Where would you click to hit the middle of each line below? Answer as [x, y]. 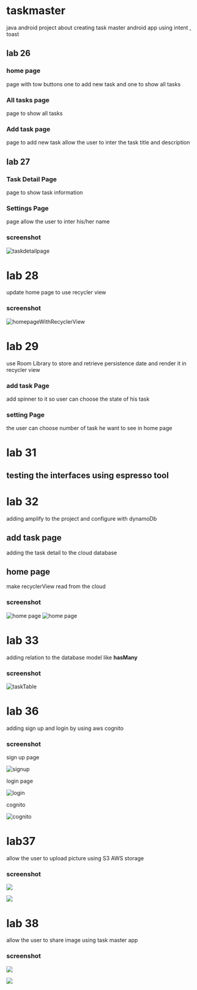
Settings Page [28, 208]
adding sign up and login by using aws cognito [65, 728]
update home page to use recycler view [56, 292]
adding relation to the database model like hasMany [72, 657]
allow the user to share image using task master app [72, 940]
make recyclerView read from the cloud [56, 586]
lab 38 [23, 923]
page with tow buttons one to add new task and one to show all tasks [94, 84]
